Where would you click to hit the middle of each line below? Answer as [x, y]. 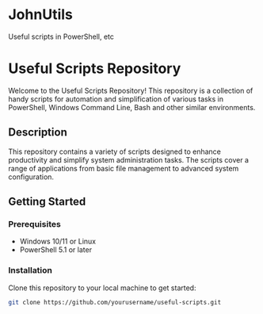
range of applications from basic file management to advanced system [124, 168]
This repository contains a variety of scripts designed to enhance [115, 151]
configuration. [31, 177]
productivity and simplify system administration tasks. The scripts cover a [129, 159]
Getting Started [47, 202]
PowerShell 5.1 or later [56, 250]
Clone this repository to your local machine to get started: [102, 288]
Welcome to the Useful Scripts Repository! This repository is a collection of [131, 90]
